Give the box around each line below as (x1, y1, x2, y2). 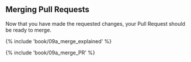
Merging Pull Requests (5, 5, 90, 15)
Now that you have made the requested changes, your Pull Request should (5, 20, 185, 27)
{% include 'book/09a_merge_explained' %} (5, 37, 112, 44)
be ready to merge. (5, 26, 52, 33)
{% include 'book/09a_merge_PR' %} (5, 49, 96, 56)
